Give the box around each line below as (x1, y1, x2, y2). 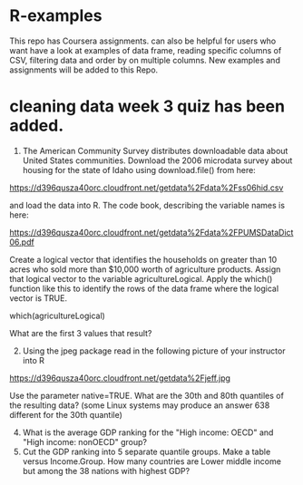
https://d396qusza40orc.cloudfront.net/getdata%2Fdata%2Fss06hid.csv (9, 182, 284, 193)
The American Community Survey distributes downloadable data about (22, 145, 288, 156)
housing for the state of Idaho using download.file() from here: (22, 164, 256, 175)
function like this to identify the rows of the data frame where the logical (9, 283, 279, 294)
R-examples (9, 5, 103, 26)
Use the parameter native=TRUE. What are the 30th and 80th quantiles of (9, 390, 284, 401)
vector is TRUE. (9, 292, 68, 304)
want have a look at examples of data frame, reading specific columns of (9, 44, 282, 55)
